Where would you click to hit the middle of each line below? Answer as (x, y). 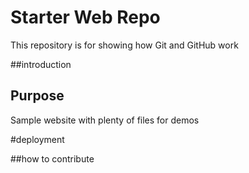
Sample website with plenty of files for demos (105, 120)
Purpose (37, 96)
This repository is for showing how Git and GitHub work (124, 45)
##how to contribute (52, 158)
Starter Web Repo (85, 17)
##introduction (41, 64)
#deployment (37, 139)
